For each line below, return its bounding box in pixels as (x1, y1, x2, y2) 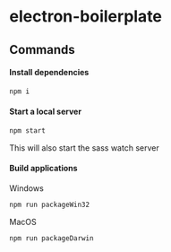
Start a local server (9, 106, 82, 117)
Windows (9, 182, 45, 194)
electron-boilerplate (9, 6, 163, 27)
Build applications (9, 163, 78, 174)
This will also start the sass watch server (9, 142, 159, 153)
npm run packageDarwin (9, 233, 94, 243)
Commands (9, 42, 76, 57)
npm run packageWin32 (9, 200, 90, 209)
